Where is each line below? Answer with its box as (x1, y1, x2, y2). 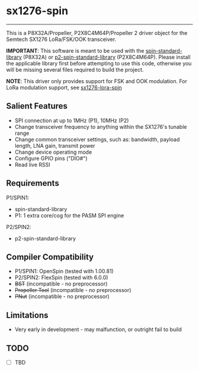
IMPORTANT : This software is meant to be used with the (6, 47, 145, 54)
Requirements (6, 178, 59, 188)
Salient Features (6, 101, 68, 111)
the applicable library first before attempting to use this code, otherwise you (6, 59, 192, 66)
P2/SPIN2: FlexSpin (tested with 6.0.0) (14, 274, 108, 281)
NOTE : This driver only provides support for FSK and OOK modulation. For (6, 77, 188, 84)
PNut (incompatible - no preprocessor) (14, 293, 110, 300)
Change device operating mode (14, 148, 92, 156)
